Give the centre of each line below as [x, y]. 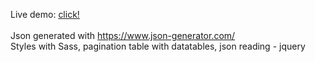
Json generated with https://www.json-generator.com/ [123, 35]
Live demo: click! [45, 14]
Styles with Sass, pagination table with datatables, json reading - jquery [158, 46]
